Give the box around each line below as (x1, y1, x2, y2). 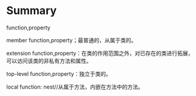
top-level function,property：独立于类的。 (6, 70, 111, 77)
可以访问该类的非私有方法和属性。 (6, 57, 92, 64)
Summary (6, 4, 57, 18)
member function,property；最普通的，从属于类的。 (6, 36, 137, 43)
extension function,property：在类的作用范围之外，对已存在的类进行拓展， (6, 50, 194, 57)
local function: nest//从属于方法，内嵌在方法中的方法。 (6, 83, 144, 90)
